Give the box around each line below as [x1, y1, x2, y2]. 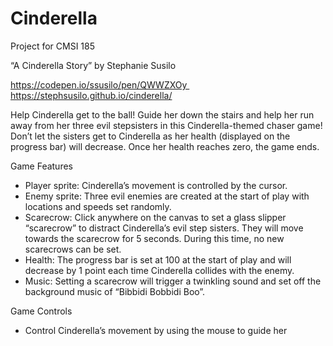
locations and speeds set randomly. [24, 200, 172, 212]
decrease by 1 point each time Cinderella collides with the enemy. [24, 264, 295, 276]
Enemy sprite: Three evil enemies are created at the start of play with [24, 190, 310, 202]
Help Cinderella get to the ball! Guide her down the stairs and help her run [10, 108, 315, 121]
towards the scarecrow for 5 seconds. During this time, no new [24, 232, 285, 244]
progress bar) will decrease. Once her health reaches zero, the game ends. [10, 140, 320, 152]
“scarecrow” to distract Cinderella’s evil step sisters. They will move [24, 222, 304, 234]
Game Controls [10, 305, 73, 317]
